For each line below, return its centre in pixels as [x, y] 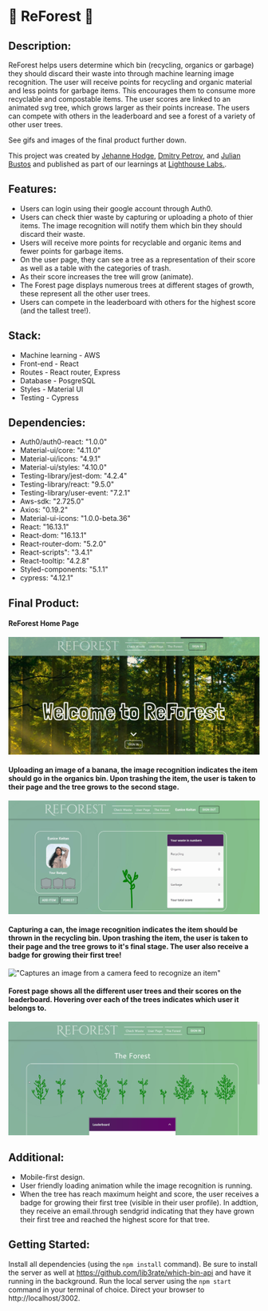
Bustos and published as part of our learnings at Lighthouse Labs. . [118, 164]
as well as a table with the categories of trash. [95, 268]
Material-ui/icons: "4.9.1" [60, 459]
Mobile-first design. [52, 1177]
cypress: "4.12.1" [47, 578]
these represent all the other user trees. [85, 293]
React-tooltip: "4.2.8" [55, 561]
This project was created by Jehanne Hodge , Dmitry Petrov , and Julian [124, 156]
